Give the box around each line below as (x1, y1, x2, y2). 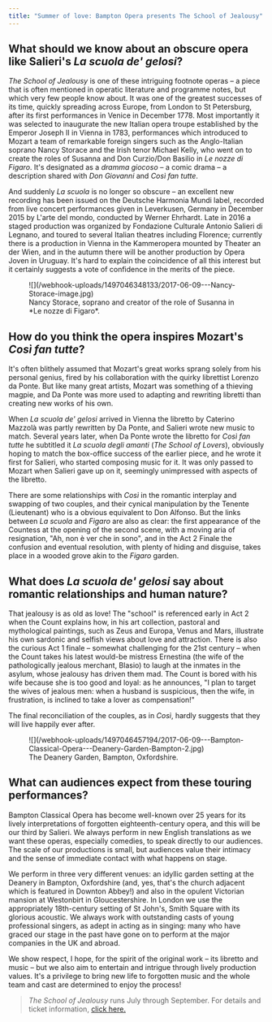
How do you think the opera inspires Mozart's (8, 330, 244, 344)
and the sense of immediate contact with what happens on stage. (8, 853, 227, 863)
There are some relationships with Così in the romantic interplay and (8, 491, 237, 500)
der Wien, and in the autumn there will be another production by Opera (8, 247, 245, 257)
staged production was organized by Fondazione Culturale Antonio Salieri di (8, 221, 263, 232)
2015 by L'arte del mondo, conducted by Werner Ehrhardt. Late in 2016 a (8, 213, 252, 223)
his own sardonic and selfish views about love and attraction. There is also (8, 634, 257, 644)
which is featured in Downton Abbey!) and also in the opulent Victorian (8, 886, 245, 896)
